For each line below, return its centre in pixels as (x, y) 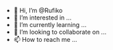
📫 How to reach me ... (45, 40)
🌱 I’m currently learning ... (50, 25)
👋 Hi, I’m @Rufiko (38, 10)
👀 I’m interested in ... (42, 18)
